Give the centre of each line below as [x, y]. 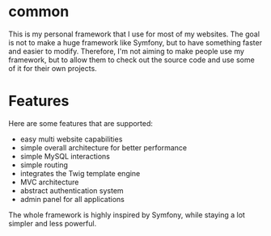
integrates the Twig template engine [80, 173]
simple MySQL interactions [65, 156]
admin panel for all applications [72, 199]
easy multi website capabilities [71, 139]
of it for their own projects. [53, 68]
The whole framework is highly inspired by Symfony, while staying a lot [127, 215]
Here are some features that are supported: [81, 123]
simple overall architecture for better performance [104, 147]
